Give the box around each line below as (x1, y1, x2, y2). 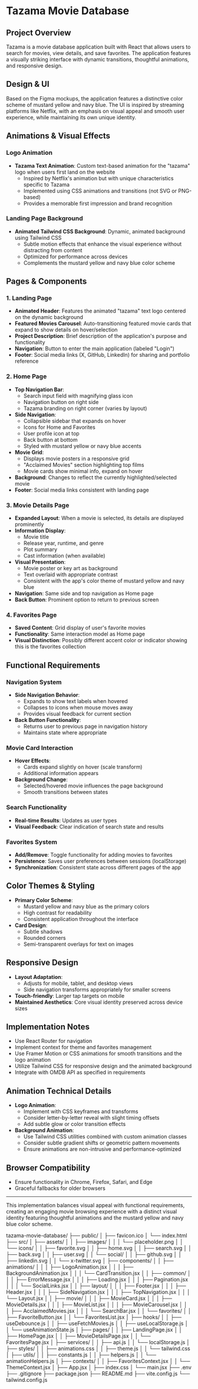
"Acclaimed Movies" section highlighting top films (23, 461, 144, 468)
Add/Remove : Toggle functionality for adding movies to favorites (14, 851, 173, 858)
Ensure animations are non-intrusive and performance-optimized (23, 1146, 181, 1153)
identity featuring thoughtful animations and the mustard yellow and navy (6, 1214, 184, 1221)
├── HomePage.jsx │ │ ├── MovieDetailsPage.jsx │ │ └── (6, 1332, 151, 1339)
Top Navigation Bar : (14, 386, 65, 393)
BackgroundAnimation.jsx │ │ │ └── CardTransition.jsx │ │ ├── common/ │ (6, 1270, 192, 1277)
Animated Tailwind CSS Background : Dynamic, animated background (14, 227, 186, 235)
